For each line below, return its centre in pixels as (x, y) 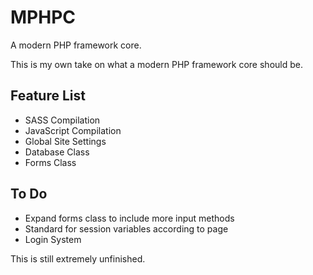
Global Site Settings (65, 141)
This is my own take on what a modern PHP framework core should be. (156, 64)
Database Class (57, 152)
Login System (53, 239)
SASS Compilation (62, 120)
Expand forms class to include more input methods (129, 218)
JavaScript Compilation (73, 130)
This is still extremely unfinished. (78, 258)
